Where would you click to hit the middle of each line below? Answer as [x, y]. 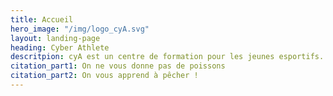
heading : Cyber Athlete [60, 47]
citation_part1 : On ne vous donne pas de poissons [118, 66]
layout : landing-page [55, 38]
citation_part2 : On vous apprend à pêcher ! [104, 76]
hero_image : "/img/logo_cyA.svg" [80, 29]
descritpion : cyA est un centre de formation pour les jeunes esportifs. [167, 57]
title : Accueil [42, 19]
